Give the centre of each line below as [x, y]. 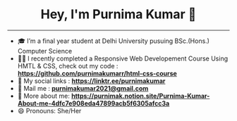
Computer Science [45, 51]
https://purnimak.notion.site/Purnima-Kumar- [141, 96]
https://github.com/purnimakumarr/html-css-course [97, 73]
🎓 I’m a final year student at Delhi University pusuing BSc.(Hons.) [114, 41]
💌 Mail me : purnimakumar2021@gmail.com [83, 88]
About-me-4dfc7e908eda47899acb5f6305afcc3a [93, 103]
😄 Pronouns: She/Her [49, 110]
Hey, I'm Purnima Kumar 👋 [119, 14]
